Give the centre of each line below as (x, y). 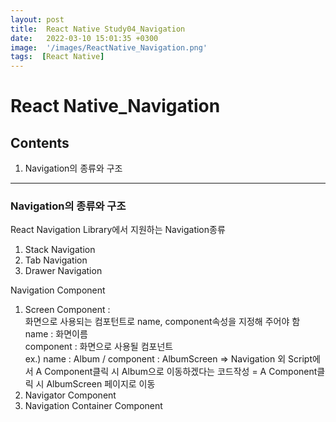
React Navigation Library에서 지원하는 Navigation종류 (118, 230)
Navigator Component (70, 395)
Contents (40, 142)
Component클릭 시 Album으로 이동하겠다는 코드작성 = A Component (181, 372)
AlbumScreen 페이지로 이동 (101, 384)
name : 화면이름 (56, 334)
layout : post (37, 19)
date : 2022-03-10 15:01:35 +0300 (84, 38)
